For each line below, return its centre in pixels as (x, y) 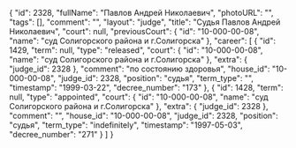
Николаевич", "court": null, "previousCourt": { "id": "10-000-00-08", (134, 31)
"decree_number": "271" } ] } (61, 134)
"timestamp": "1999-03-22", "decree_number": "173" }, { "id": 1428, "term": (146, 88)
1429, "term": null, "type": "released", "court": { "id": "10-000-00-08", (136, 50)
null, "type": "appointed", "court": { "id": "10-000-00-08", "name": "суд (139, 97)
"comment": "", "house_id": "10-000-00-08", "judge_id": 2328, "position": (144, 115)
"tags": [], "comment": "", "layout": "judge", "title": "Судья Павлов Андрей (145, 22)
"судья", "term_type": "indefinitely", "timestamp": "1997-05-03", (126, 125)
